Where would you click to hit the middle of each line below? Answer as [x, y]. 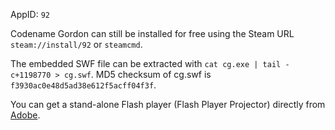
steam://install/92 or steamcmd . [76, 44]
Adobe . [25, 115]
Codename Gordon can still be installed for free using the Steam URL [152, 33]
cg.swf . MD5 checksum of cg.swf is [137, 74]
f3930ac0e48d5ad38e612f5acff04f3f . [83, 85]
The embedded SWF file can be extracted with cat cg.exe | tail [146, 63]
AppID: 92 [30, 14]
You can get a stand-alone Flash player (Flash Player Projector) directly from [168, 104]
